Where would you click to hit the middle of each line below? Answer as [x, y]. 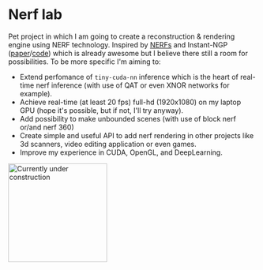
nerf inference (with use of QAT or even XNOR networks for [133, 85]
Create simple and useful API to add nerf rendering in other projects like [137, 135]
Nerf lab [36, 15]
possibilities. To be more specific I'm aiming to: [85, 62]
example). [36, 93]
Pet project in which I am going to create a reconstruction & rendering [122, 36]
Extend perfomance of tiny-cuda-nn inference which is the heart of [129, 77]
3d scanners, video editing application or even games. [108, 144]
